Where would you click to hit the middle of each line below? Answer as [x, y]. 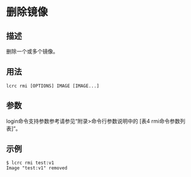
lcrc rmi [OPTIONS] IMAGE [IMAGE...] [53, 86]
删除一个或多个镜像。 [32, 51]
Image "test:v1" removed [37, 168]
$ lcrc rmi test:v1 [30, 163]
